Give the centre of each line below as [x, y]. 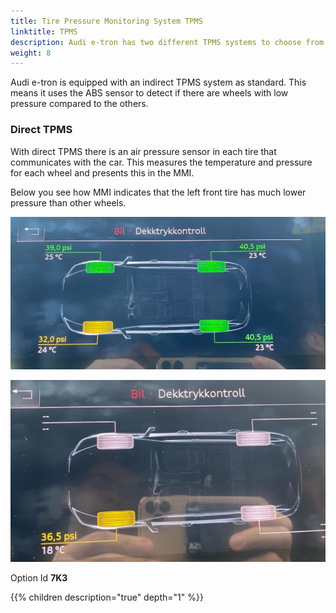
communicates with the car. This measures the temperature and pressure [161, 162]
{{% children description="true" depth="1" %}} [107, 597]
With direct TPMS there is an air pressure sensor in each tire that [143, 151]
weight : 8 [31, 53]
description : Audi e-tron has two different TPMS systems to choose [156, 42]
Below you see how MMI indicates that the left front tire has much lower [158, 192]
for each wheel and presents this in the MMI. [102, 172]
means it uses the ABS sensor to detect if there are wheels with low [149, 93]
